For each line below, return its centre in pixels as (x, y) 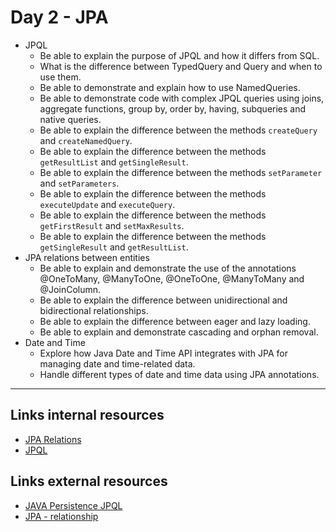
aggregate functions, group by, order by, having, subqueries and (173, 108)
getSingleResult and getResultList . (114, 247)
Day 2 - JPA (59, 17)
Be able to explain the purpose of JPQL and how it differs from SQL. (179, 55)
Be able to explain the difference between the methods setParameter (181, 172)
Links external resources (89, 481)
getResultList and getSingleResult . (114, 162)
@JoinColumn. (70, 289)
